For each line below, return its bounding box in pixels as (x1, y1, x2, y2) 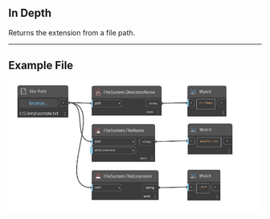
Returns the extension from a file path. (8, 27, 136, 37)
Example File (8, 59, 74, 72)
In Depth (8, 6, 52, 20)
